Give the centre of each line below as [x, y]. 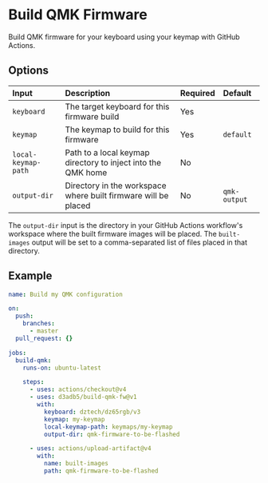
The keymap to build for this [117, 130]
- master [44, 331]
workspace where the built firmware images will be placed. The [112, 234]
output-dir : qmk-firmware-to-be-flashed [112, 434]
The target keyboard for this [117, 106]
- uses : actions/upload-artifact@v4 [90, 449]
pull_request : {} [44, 338]
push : [25, 316]
